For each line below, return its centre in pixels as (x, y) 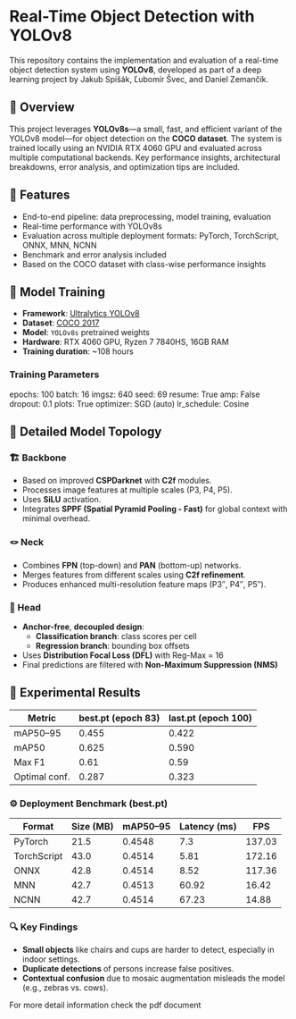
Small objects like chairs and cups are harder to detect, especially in (148, 950)
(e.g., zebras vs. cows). (65, 988)
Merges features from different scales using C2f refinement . (134, 575)
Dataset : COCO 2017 (61, 323)
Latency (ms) (208, 827)
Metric (42, 718)
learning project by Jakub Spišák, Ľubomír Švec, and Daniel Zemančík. (139, 79)
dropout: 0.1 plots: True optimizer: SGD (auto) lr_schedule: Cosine (129, 403)
